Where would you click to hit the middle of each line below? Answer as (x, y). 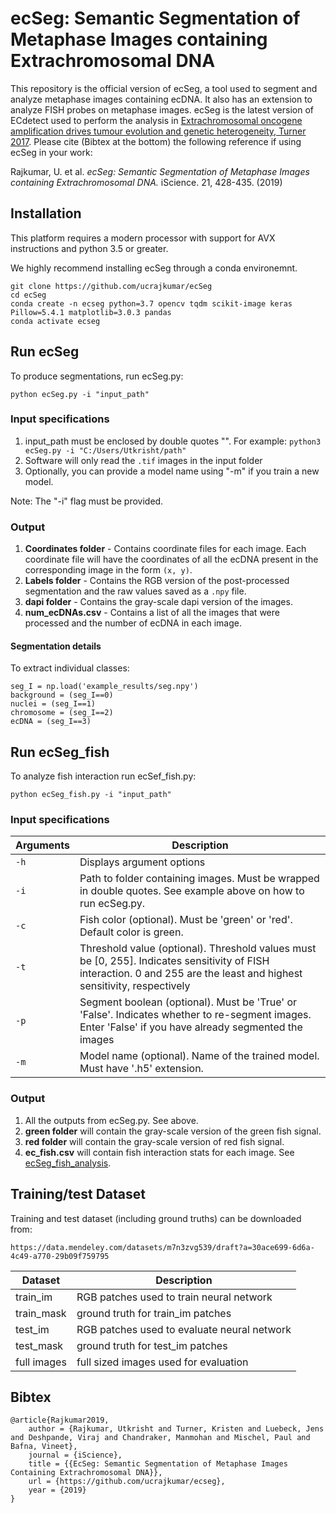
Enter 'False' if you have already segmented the (191, 1027)
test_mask (39, 1345)
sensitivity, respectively (135, 986)
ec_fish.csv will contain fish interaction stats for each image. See (159, 1152)
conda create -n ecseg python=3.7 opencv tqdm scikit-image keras (151, 303)
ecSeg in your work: (51, 152)
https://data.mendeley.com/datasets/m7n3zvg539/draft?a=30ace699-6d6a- (162, 1247)
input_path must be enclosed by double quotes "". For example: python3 (173, 441)
